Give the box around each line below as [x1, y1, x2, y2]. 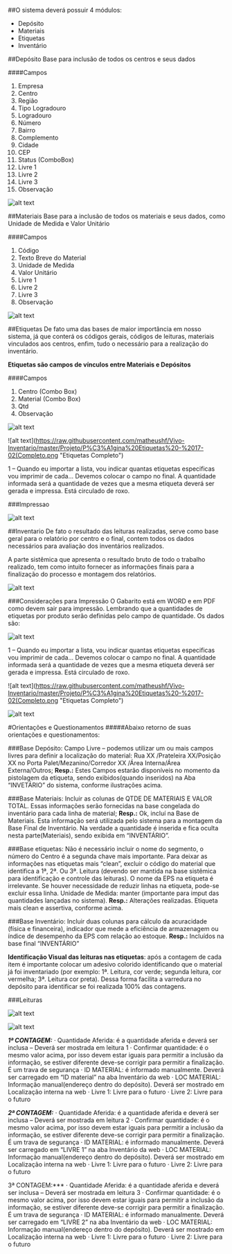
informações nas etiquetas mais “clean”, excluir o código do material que [8, 860, 216, 867]
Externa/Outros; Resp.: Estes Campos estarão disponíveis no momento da [8, 767, 220, 774]
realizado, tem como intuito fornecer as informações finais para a [8, 562, 195, 571]
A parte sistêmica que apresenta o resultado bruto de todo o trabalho [8, 555, 206, 563]
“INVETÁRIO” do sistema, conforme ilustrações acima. [8, 781, 163, 789]
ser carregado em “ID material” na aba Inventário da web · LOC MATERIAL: [8, 1073, 221, 1081]
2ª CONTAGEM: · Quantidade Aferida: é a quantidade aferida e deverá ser [8, 1109, 220, 1117]
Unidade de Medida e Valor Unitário [8, 219, 110, 228]
